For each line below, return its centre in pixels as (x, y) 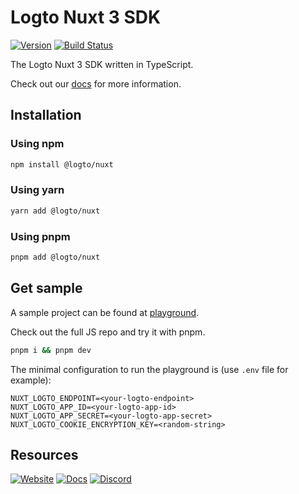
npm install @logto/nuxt (62, 164)
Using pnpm (40, 236)
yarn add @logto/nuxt (55, 211)
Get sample (46, 288)
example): (31, 380)
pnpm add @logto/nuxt (55, 257)
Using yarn (37, 190)
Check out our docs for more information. (96, 83)
